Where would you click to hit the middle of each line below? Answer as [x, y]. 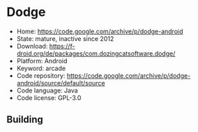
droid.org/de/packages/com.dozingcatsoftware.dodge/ [96, 53]
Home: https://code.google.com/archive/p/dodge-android [100, 31]
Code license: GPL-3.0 [49, 97]
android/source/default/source [61, 83]
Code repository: [41, 75]
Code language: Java [47, 90]
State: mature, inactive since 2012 [65, 38]
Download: [32, 46]
